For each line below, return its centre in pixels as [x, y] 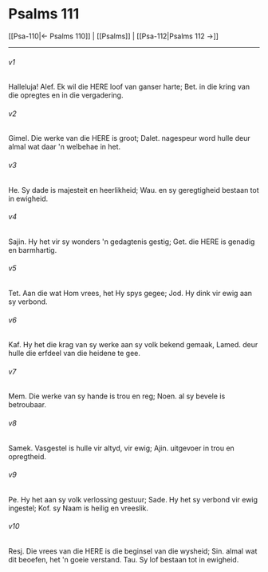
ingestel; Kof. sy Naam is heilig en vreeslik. [79, 508]
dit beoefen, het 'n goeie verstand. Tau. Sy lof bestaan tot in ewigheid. [124, 559]
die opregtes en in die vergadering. [66, 95]
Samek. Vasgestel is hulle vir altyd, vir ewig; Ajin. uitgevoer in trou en [122, 448]
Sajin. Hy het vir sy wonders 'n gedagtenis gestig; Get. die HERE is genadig [132, 242]
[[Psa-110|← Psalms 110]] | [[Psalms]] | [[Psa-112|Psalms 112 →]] [114, 36]
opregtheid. [27, 456]
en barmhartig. [33, 250]
